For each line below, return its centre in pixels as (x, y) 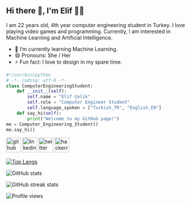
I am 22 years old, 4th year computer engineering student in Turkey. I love (95, 25)
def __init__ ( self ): (42, 91)
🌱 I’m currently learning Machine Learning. (66, 49)
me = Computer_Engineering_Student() (52, 124)
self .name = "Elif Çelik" (59, 97)
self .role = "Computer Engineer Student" (79, 102)
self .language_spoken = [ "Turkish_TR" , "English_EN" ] (94, 108)
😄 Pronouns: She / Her (43, 55)
